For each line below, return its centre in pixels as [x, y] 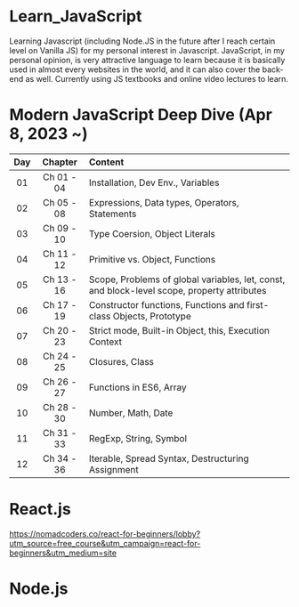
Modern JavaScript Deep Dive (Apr [141, 115]
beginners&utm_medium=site [63, 553]
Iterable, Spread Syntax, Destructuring [169, 458]
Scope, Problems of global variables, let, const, [187, 279]
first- [258, 304]
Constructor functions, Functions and [166, 304]
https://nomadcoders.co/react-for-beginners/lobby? [105, 534]
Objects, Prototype [152, 316]
